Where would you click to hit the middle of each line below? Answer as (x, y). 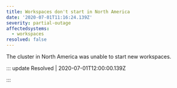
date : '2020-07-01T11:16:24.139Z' (49, 17)
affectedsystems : (28, 28)
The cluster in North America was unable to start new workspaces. (89, 57)
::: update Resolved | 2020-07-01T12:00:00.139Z (66, 68)
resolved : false (26, 40)
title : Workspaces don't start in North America (68, 12)
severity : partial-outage (38, 23)
